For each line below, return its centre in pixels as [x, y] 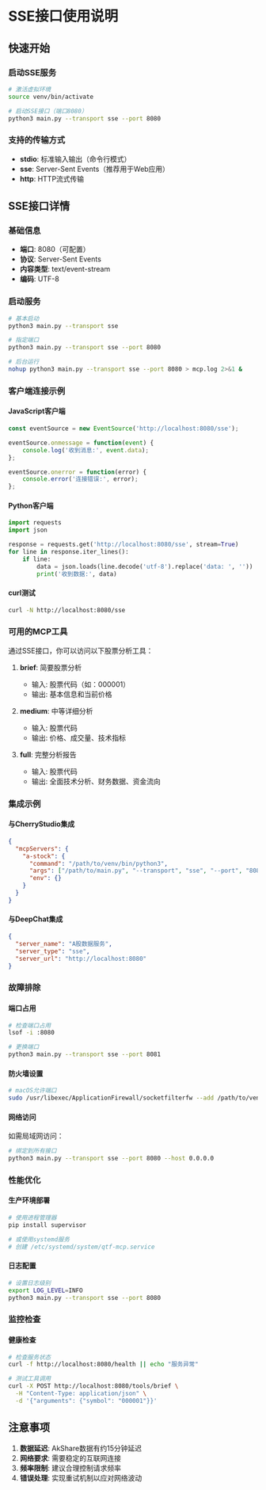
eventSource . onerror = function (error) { [78, 472]
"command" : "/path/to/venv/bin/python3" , [99, 863]
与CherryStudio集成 [42, 824]
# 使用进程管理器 [32, 1218]
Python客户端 [31, 505]
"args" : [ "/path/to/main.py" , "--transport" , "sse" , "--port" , [136, 871]
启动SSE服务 [32, 72]
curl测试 [22, 593]
